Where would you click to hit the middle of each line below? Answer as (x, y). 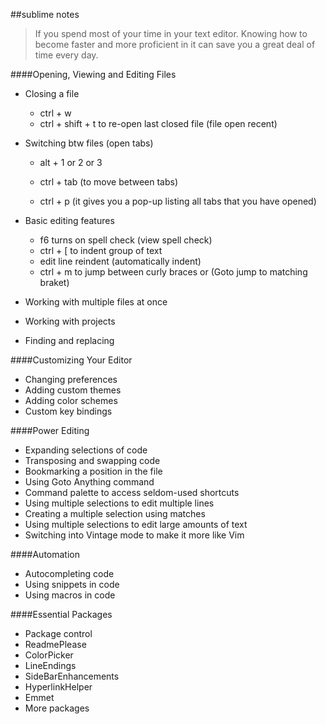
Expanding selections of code (86, 450)
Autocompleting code (69, 573)
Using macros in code (70, 595)
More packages (57, 708)
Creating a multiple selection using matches (115, 513)
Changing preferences (71, 379)
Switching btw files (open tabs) (89, 143)
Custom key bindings (68, 411)
